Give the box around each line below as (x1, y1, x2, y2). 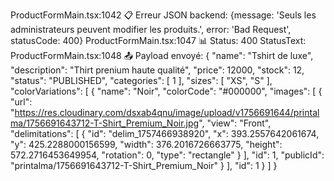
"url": (10, 96, 33, 108)
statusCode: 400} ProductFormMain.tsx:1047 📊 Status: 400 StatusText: (10, 35, 307, 46)
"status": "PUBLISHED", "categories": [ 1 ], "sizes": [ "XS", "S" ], (10, 75, 273, 86)
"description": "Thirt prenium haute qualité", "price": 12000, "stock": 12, (10, 64, 305, 76)
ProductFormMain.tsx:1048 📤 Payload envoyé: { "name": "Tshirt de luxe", (10, 50, 314, 61)
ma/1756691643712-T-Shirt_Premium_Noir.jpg (10, 117, 200, 129)
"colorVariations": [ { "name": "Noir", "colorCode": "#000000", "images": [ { (10, 85, 323, 97)
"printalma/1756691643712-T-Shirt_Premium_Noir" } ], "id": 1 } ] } (10, 160, 278, 171)
